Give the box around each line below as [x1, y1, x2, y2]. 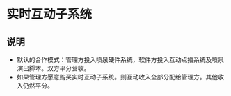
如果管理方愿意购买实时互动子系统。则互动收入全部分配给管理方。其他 [16, 73, 218, 81]
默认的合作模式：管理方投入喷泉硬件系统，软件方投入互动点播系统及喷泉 [16, 56, 224, 64]
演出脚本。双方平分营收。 [16, 64, 90, 73]
